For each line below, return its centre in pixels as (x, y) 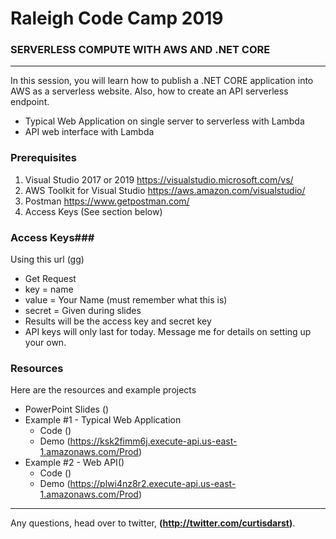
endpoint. (30, 102)
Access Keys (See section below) (93, 211)
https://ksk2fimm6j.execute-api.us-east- (153, 441)
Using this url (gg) (47, 259)
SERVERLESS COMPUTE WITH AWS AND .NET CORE (140, 50)
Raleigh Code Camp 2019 (117, 18)
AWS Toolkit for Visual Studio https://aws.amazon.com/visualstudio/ (165, 190)
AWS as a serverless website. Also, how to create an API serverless (149, 91)
